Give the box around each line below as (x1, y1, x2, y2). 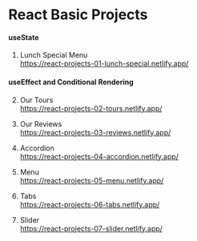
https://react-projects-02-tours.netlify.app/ (19, 103, 163, 113)
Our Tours (19, 94, 54, 105)
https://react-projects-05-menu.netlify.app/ (19, 175, 164, 185)
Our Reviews (19, 118, 62, 129)
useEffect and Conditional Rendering (8, 77, 134, 86)
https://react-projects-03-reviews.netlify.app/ (19, 127, 171, 137)
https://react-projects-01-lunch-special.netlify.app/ (19, 58, 189, 69)
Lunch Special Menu (19, 50, 88, 60)
